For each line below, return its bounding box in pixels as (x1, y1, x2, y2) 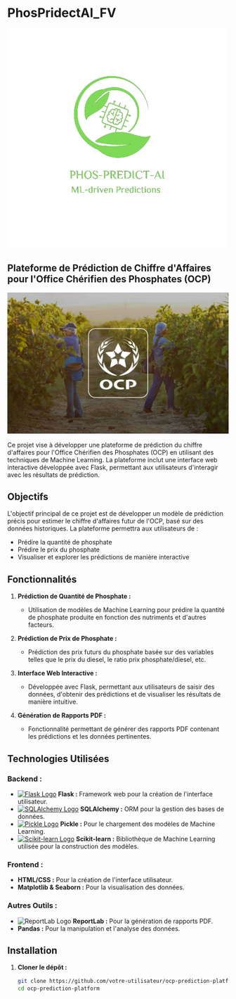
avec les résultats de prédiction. (7, 470, 100, 479)
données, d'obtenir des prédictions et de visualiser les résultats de (27, 690, 221, 699)
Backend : (7, 774, 42, 784)
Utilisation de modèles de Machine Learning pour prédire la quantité (27, 606, 225, 614)
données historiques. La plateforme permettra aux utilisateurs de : (7, 524, 199, 533)
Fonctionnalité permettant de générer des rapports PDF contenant (27, 725, 220, 733)
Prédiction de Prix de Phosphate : (17, 635, 117, 643)
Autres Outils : (7, 901, 58, 910)
